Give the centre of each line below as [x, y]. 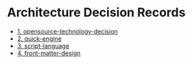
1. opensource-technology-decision [67, 31]
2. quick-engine [39, 38]
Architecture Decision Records [96, 13]
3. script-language [43, 46]
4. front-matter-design [49, 53]
